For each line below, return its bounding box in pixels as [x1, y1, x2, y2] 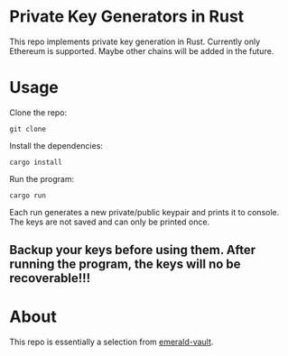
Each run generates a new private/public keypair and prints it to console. [9, 206, 280, 217]
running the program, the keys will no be [9, 257, 241, 272]
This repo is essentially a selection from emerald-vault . [9, 336, 214, 348]
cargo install [9, 158, 63, 167]
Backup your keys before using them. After [9, 242, 256, 258]
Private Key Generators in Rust [9, 6, 245, 27]
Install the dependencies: [9, 140, 104, 151]
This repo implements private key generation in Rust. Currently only [9, 36, 261, 47]
